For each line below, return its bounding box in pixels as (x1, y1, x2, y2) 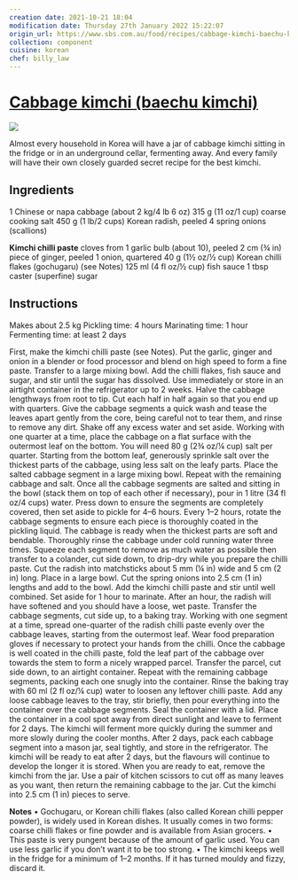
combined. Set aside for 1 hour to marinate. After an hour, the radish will (9, 591, 271, 602)
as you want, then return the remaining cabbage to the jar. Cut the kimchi (9, 779, 277, 790)
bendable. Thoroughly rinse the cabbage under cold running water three (9, 534, 274, 545)
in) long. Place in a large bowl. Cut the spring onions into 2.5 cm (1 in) (9, 572, 263, 583)
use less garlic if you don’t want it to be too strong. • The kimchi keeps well (9, 844, 285, 854)
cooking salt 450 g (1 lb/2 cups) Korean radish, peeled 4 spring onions (9, 215, 267, 226)
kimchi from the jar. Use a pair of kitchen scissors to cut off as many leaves (9, 770, 284, 781)
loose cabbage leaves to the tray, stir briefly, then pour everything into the (9, 695, 280, 705)
